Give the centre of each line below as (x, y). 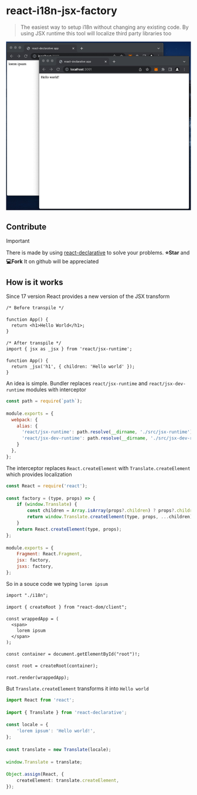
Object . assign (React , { (35, 774)
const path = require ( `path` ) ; (44, 401)
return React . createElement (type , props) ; (69, 529)
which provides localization (39, 474)
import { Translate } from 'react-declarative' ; (67, 712)
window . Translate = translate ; (44, 762)
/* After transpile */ (34, 343)
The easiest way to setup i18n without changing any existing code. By (104, 27)
